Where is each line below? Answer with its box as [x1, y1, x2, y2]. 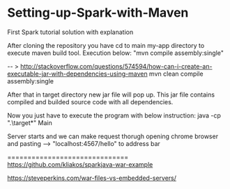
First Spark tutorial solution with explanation [7, 28, 134, 36]
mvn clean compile [148, 69, 204, 78]
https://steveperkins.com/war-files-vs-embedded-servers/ [7, 174, 176, 182]
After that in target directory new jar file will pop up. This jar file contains [7, 90, 215, 99]
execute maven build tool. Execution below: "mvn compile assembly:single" [7, 49, 224, 57]
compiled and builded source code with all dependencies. [7, 97, 174, 106]
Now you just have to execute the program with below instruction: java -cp [7, 111, 222, 120]
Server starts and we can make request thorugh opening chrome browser [7, 132, 218, 140]
